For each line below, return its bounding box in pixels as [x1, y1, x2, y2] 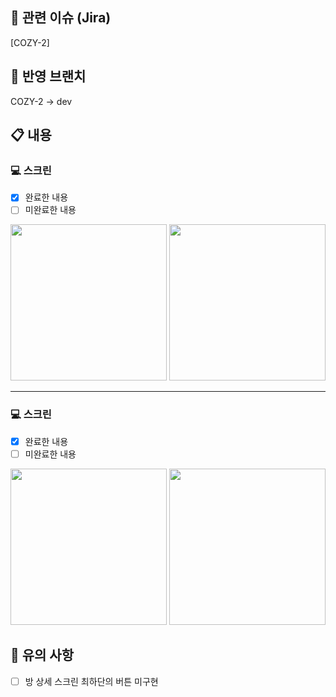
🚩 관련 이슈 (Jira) [10, 9, 112, 27]
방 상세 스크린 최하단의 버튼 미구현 [24, 675, 159, 687]
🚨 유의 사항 [10, 647, 75, 664]
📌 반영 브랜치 [10, 68, 87, 85]
